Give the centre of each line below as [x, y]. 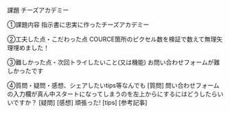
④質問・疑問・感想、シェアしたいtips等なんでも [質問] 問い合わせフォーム [113, 85]
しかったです [25, 71]
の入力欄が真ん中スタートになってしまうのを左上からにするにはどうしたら [112, 94]
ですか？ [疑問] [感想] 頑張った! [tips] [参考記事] [80, 102]
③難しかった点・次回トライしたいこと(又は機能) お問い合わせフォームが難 [114, 62]
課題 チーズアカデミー [38, 10]
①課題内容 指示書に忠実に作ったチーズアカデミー [78, 25]
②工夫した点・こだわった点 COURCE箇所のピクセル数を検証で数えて [106, 39]
